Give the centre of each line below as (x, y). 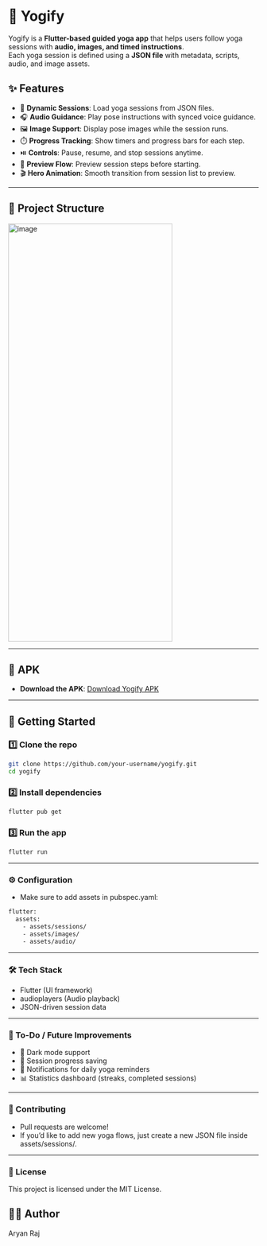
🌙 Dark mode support (55, 1053)
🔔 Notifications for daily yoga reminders (85, 1069)
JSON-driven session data (63, 1007)
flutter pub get (35, 812)
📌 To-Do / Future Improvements (70, 1035)
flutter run (28, 852)
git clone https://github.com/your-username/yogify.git (103, 764)
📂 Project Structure (56, 209)
